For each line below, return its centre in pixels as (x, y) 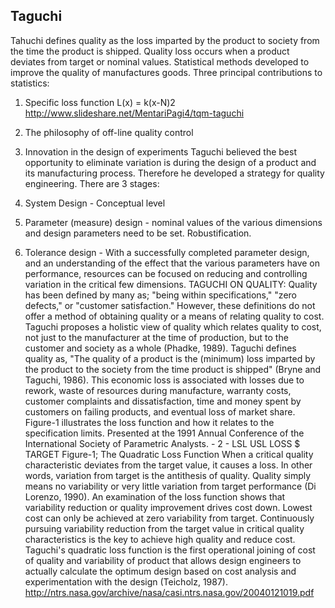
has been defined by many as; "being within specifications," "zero (160, 295)
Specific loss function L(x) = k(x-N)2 (100, 102)
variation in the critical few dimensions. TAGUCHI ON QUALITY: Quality (171, 284)
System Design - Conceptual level (95, 203)
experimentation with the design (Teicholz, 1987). (126, 581)
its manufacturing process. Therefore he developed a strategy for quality (174, 173)
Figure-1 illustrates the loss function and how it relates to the (149, 422)
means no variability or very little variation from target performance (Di (170, 486)
